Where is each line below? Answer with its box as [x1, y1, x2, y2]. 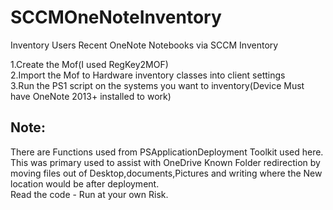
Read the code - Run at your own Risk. [10, 188, 169, 200]
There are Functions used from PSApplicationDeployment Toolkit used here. [10, 146, 324, 158]
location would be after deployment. [10, 177, 160, 190]
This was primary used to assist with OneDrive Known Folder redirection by [10, 156, 321, 168]
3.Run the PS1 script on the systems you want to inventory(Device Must [10, 79, 305, 91]
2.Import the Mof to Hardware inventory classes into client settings [10, 69, 286, 81]
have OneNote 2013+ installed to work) [10, 90, 172, 102]
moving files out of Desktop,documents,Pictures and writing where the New [10, 167, 323, 179]
